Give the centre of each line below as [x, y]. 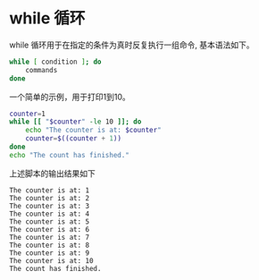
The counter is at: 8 [50, 245]
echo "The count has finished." [69, 155]
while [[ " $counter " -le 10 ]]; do [75, 122]
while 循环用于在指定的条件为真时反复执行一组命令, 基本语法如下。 [132, 45]
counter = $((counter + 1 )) [74, 139]
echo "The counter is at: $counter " [94, 131]
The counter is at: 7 [50, 237]
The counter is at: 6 [50, 229]
